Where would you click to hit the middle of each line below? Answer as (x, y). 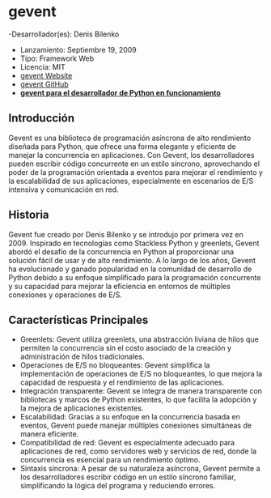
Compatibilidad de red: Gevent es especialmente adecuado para (127, 443)
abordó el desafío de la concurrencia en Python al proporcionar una (121, 251)
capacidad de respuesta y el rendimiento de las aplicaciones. (122, 382)
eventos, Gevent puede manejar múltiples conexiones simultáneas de (136, 426)
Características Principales (78, 319)
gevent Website (46, 75)
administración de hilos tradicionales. (82, 357)
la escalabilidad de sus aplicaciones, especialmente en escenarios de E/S (131, 181)
